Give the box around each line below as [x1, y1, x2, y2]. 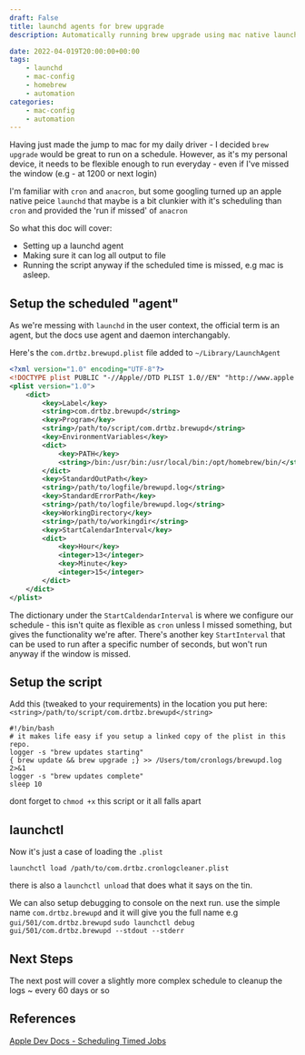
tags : [9, 55, 30, 65]
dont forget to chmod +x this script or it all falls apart [9, 796, 202, 807]
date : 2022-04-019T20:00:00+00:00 [9, 46, 141, 55]
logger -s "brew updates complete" [9, 772, 144, 781]
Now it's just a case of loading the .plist [9, 847, 163, 858]
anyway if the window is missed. [9, 648, 132, 659]
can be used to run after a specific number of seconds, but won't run [9, 638, 268, 649]
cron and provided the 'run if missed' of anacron [9, 206, 188, 216]
